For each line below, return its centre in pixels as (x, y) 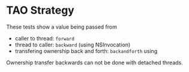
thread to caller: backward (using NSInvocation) (73, 45)
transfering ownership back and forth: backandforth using (86, 51)
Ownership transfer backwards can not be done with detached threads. (94, 62)
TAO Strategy (40, 10)
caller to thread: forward (45, 38)
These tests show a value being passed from (61, 27)
